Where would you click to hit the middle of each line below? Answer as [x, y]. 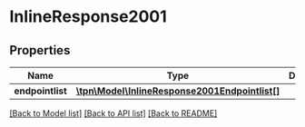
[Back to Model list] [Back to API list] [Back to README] [113, 113]
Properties [40, 50]
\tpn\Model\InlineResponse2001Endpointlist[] [178, 91]
